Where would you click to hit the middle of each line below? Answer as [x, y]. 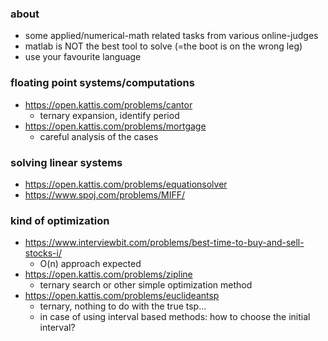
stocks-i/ [43, 253]
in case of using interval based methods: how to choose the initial [175, 317]
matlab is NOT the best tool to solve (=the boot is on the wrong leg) [163, 46]
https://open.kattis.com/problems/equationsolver [126, 184]
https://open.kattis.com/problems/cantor [108, 104]
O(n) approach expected [90, 264]
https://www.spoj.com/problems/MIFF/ [104, 194]
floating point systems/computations [102, 83]
